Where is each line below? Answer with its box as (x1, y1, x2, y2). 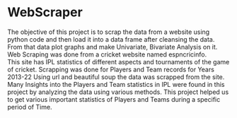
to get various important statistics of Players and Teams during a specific (7, 95, 221, 103)
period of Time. (7, 102, 52, 111)
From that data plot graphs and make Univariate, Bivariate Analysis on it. (7, 42, 218, 51)
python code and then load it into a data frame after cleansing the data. (7, 35, 215, 43)
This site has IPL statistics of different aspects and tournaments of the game (7, 57, 230, 66)
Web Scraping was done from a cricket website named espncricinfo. (7, 50, 207, 59)
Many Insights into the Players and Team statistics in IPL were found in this (7, 80, 225, 88)
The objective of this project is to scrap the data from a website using (7, 28, 210, 36)
